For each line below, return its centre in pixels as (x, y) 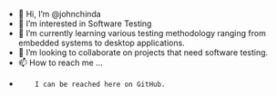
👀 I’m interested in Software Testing (85, 24)
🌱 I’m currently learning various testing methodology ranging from (142, 33)
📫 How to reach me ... (60, 62)
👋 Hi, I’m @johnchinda (60, 14)
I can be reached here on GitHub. (100, 84)
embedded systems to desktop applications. (101, 43)
